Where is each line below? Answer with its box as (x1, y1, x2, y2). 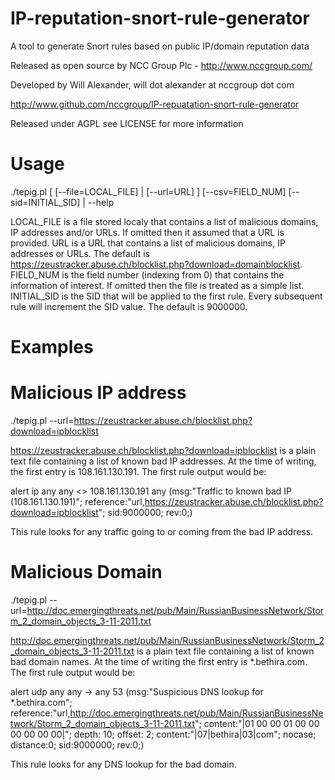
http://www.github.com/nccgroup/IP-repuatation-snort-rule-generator (10, 98, 300, 110)
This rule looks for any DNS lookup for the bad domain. (10, 758, 237, 770)
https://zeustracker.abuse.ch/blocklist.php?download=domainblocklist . (10, 258, 303, 270)
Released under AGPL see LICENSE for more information (10, 117, 244, 129)
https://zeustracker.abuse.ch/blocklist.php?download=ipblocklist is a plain (10, 445, 317, 456)
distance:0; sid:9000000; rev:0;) (10, 738, 145, 751)
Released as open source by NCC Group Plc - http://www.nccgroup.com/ (10, 59, 313, 71)
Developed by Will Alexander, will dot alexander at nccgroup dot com (10, 78, 295, 91)
